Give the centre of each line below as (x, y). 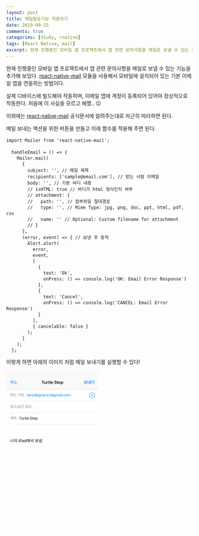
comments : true (25, 31)
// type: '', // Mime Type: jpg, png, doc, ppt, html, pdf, (106, 208)
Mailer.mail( (33, 158)
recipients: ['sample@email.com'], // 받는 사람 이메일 (94, 177)
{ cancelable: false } (60, 326)
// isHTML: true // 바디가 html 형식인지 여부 (80, 189)
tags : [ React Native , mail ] (41, 44)
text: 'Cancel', (63, 296)
